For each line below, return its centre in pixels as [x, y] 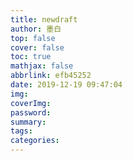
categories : [35, 141]
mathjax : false [42, 66]
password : [31, 112]
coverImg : [31, 103]
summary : [28, 122]
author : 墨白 [36, 29]
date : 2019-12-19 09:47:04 [66, 85]
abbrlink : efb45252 [51, 76]
